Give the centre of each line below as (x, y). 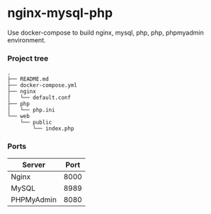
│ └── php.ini (31, 110)
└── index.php (53, 129)
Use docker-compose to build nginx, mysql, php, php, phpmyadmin (105, 32)
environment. (27, 40)
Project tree (28, 58)
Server (34, 165)
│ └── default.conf (39, 98)
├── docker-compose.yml (42, 85)
